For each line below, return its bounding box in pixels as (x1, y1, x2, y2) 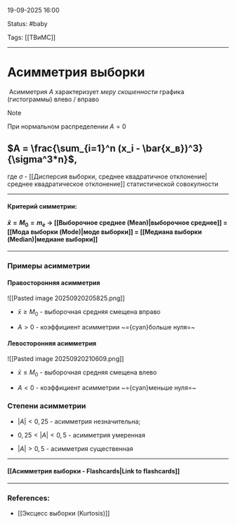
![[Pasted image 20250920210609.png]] (7, 355, 124, 363)
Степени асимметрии (7, 401, 86, 411)
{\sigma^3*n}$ (7, 154, 74, 166)
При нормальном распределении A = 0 (7, 122, 126, 131)
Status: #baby (7, 20, 48, 27)
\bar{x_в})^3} (142, 143, 204, 155)
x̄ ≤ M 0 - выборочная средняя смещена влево (17, 368, 157, 379)
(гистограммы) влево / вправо (7, 95, 100, 103)
